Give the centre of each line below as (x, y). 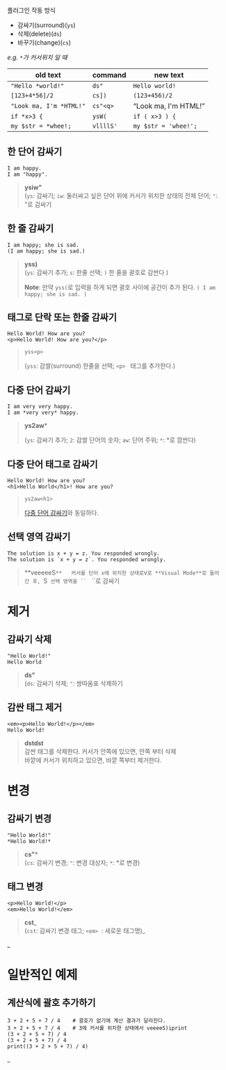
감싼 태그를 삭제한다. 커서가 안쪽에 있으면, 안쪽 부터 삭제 (100, 751)
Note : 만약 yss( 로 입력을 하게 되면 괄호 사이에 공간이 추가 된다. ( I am (120, 287)
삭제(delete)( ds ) (40, 34)
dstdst (34, 743)
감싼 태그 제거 (35, 707)
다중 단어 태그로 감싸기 (53, 464)
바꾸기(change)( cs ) (44, 43)
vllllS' (105, 126)
